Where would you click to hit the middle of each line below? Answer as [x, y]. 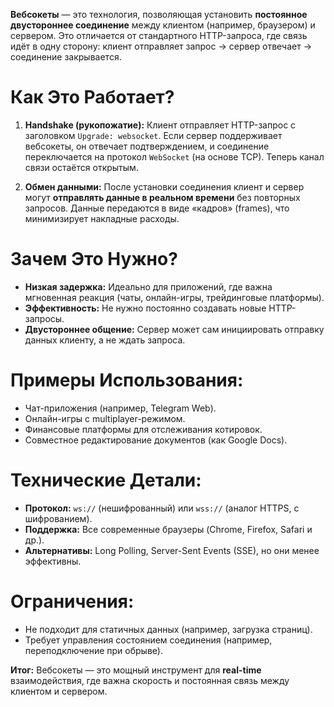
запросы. [44, 318]
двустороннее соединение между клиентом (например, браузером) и [163, 25]
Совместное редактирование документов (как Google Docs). [156, 440]
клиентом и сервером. [59, 691]
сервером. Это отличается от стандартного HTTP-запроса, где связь [159, 35]
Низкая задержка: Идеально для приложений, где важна [148, 286]
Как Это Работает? [92, 97]
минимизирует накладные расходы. [102, 218]
